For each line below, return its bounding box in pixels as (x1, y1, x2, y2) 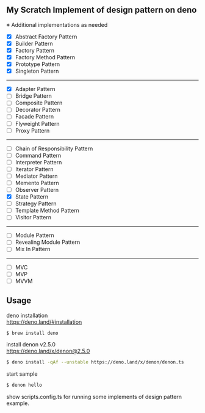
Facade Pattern (15, 113, 54, 120)
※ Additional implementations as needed (6, 21, 108, 28)
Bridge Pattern (15, 92, 52, 100)
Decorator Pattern (15, 106, 61, 114)
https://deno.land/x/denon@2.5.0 (6, 348, 90, 355)
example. (6, 400, 29, 407)
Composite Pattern (15, 99, 63, 106)
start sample (6, 370, 38, 378)
